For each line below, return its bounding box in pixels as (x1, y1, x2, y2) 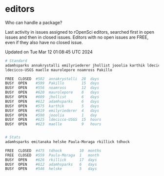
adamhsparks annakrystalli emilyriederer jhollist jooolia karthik (5, 63, 145, 68)
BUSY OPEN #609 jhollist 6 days (5, 94, 99, 100)
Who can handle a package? (5, 20, 62, 25)
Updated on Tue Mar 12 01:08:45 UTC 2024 (5, 49, 93, 55)
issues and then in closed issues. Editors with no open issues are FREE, (5, 34, 149, 40)
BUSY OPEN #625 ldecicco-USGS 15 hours (5, 117, 102, 122)
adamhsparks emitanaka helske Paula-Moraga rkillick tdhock (5, 139, 130, 145)
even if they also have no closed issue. (5, 39, 83, 45)
